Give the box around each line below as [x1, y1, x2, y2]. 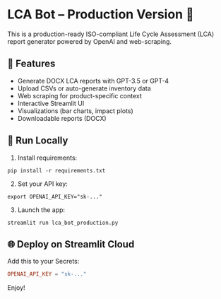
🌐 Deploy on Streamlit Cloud [7, 238, 135, 250]
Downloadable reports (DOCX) [17, 114, 107, 122]
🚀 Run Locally [7, 134, 68, 147]
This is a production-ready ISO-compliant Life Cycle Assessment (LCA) [7, 30, 215, 38]
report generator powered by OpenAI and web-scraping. [7, 37, 172, 45]
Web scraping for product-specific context [17, 91, 143, 100]
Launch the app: [17, 205, 66, 214]
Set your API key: [17, 180, 68, 188]
